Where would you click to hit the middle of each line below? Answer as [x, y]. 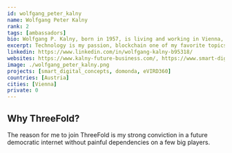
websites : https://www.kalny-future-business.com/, [83, 59]
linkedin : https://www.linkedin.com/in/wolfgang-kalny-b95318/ [100, 52]
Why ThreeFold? [43, 118]
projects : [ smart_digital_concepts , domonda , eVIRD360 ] [89, 71]
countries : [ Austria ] [38, 78]
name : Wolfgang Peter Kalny [48, 20]
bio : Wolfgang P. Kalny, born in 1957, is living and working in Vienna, [116, 39]
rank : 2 [18, 26]
